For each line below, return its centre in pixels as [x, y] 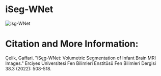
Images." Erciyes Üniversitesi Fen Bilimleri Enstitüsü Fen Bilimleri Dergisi [81, 63]
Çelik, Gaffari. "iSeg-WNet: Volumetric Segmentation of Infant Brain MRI [81, 58]
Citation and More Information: [72, 44]
